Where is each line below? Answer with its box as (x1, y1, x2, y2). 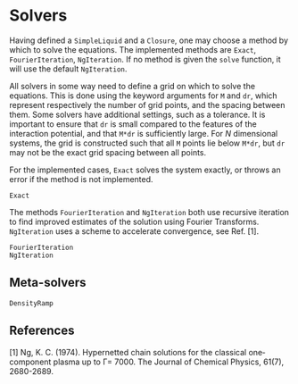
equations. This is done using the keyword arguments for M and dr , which (9, 90, 278, 101)
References (9, 323, 75, 338)
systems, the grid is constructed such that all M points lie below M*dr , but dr (9, 138, 286, 148)
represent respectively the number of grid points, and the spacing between (9, 99, 286, 110)
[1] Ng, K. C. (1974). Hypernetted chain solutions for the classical (9, 346, 247, 357)
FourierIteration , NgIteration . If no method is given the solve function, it (9, 54, 281, 64)
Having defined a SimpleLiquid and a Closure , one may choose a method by (9, 35, 288, 46)
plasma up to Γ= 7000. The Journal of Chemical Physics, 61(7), (53, 356, 285, 367)
